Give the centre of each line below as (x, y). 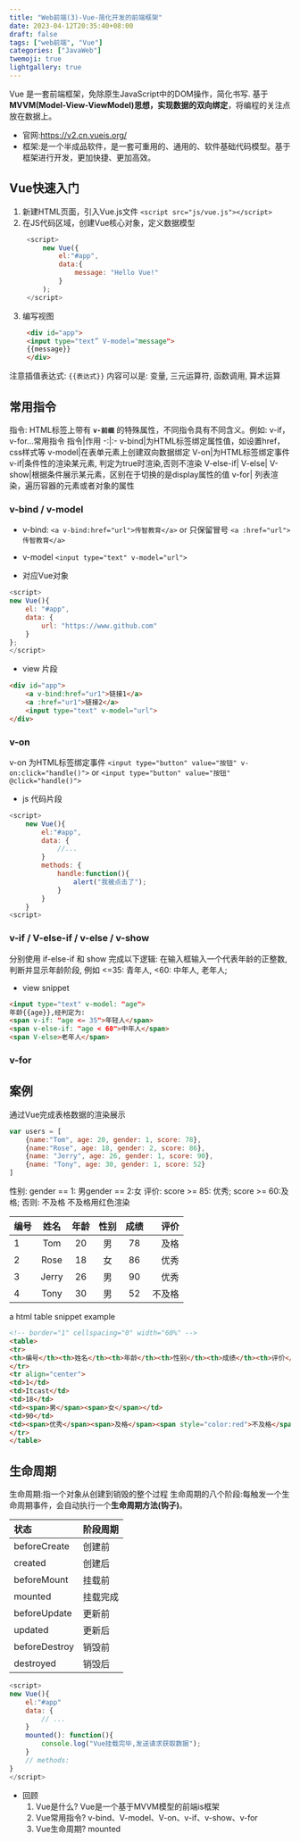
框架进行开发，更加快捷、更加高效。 (89, 157)
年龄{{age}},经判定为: (47, 1013)
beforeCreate (42, 1546)
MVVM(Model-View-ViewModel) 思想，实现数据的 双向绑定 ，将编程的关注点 (150, 104)
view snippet (46, 988)
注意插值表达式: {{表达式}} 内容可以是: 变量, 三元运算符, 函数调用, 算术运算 (145, 376)
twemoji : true (36, 59)
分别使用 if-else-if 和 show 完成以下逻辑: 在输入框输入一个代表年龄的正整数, (148, 959)
